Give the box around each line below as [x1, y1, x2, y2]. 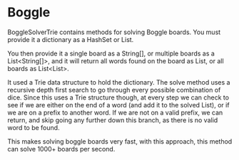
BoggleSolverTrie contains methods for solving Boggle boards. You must [7, 28, 221, 36]
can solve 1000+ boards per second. [7, 144, 116, 153]
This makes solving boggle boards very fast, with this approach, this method [7, 137, 233, 146]
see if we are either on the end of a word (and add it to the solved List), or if [7, 100, 230, 109]
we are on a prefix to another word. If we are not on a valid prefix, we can [7, 108, 223, 117]
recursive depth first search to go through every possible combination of [7, 85, 221, 94]
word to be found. [7, 123, 60, 132]
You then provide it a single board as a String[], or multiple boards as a [7, 49, 215, 58]
